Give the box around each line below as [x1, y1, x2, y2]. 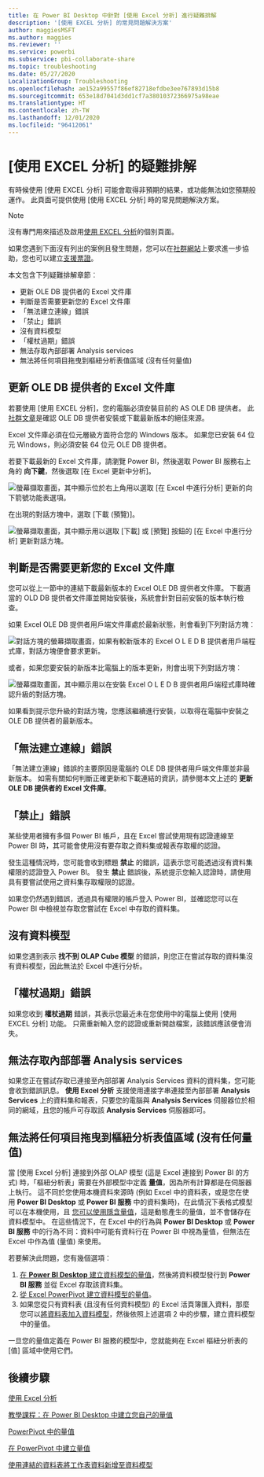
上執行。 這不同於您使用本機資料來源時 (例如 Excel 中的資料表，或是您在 [8, 1188, 243, 1197]
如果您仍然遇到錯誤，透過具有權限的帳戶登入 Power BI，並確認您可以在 [8, 893, 239, 903]
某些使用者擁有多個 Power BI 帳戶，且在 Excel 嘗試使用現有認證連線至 [8, 831, 234, 840]
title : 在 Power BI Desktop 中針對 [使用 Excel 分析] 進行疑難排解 [8, 11, 218, 20]
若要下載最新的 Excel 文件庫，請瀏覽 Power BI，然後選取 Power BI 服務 [8, 456, 237, 466]
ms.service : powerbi [8, 48, 76, 56]
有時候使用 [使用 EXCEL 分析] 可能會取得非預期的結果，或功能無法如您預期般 [8, 185, 257, 194]
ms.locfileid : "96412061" [8, 121, 93, 129]
